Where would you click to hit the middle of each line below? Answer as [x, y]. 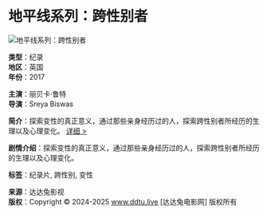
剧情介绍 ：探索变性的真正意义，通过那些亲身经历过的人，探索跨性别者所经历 [134, 148]
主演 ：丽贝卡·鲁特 [37, 93]
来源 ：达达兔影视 [36, 192]
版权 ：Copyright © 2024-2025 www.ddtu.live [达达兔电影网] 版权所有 [123, 201]
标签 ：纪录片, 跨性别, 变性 [51, 174]
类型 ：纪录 [26, 57]
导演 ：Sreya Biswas [41, 104]
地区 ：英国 [26, 67]
